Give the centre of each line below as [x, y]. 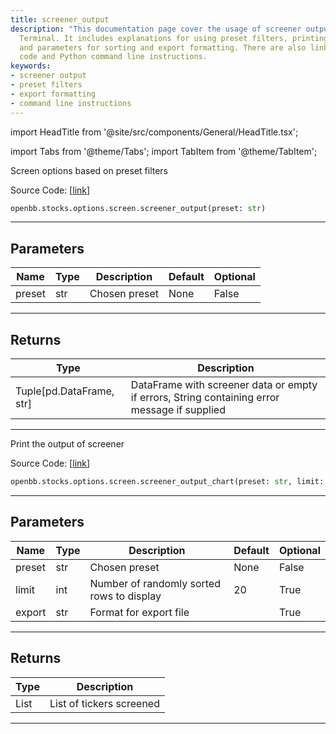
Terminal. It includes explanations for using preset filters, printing [174, 38]
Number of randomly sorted [155, 583]
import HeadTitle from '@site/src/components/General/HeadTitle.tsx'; [154, 132]
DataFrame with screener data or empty [224, 384]
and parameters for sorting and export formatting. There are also [163, 47]
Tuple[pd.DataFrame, [65, 391]
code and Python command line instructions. [113, 57]
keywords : [31, 66]
